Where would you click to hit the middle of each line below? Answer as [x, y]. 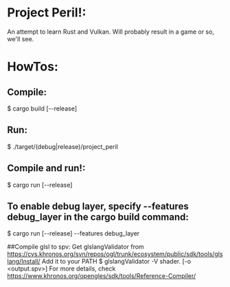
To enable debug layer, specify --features [98, 206]
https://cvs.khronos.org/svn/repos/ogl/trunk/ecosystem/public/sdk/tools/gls [115, 254]
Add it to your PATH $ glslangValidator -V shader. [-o [116, 262]
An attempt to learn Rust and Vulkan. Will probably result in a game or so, [111, 32]
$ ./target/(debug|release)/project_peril [62, 146]
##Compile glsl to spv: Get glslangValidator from [76, 247]
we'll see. [21, 38]
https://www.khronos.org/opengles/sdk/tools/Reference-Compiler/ [102, 276]
